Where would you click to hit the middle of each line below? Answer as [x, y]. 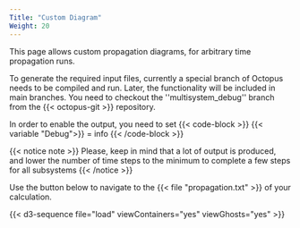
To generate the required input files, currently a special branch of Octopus [146, 78]
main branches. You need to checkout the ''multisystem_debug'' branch [142, 97]
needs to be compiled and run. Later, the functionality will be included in [142, 88]
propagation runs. [42, 61]
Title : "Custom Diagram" [56, 17]
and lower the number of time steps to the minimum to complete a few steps [150, 160]
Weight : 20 [30, 26]
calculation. [30, 197]
